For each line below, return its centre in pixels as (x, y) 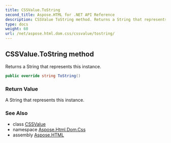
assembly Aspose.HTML (38, 135)
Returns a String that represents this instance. (53, 66)
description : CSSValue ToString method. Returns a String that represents (86, 19)
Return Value (22, 89)
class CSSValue (29, 124)
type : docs (17, 24)
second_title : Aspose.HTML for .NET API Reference (60, 15)
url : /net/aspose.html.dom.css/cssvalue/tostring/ (60, 34)
